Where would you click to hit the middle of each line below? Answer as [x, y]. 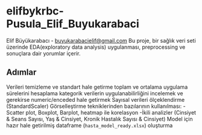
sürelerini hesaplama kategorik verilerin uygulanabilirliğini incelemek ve [95, 93]
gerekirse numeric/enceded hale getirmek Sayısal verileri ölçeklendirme [96, 99]
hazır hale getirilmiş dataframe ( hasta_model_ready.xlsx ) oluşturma [90, 125]
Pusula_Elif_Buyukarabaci [73, 24]
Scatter [15, 112]
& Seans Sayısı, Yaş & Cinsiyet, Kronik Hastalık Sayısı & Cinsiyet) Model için [99, 119]
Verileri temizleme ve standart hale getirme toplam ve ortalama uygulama [97, 87]
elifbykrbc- [35, 11]
